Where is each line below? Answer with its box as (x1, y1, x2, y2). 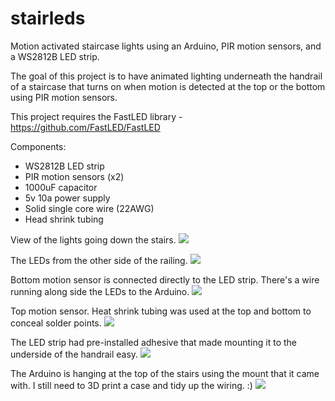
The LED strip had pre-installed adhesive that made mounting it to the (10, 336, 298, 348)
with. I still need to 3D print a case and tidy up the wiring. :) (10, 379, 253, 391)
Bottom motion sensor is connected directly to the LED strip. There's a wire (10, 273, 320, 286)
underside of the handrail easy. (10, 348, 139, 360)
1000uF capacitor (24, 181, 98, 193)
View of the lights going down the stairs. (10, 233, 177, 246)
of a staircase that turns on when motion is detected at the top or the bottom (10, 80, 326, 92)
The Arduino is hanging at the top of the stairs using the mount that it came (10, 367, 320, 379)
